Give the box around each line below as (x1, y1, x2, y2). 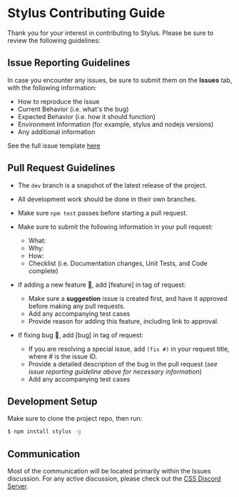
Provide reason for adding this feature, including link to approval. (28, 317, 219, 325)
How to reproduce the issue (17, 97, 100, 106)
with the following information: (7, 83, 97, 92)
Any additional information (17, 127, 96, 136)
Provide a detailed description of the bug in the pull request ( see (28, 359, 218, 368)
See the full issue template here (7, 141, 101, 150)
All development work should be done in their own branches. (17, 195, 197, 203)
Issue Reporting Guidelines (7, 57, 131, 69)
